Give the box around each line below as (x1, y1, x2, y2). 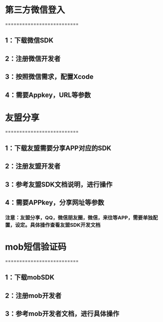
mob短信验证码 (5, 241, 67, 253)
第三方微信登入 (5, 4, 65, 16)
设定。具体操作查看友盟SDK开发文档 (15, 221, 101, 228)
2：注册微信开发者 (5, 54, 61, 63)
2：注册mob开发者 (5, 291, 62, 300)
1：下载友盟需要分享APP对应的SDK (5, 144, 111, 152)
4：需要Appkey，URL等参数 (5, 91, 91, 99)
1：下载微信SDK (5, 36, 54, 44)
